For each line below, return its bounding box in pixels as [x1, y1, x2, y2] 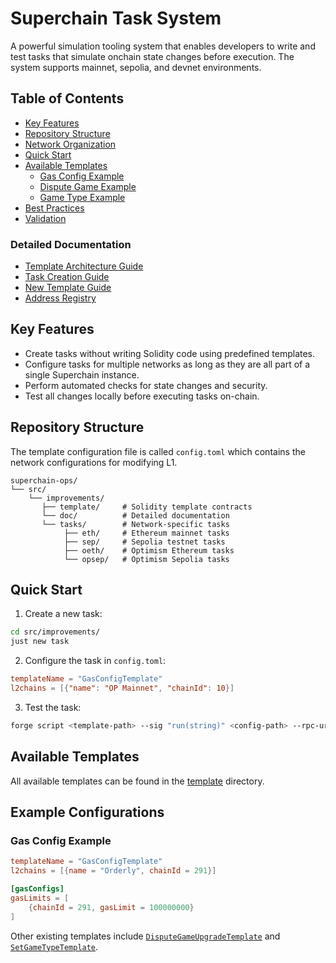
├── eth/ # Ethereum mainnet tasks [63, 528, 230, 538]
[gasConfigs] [10, 884, 65, 894]
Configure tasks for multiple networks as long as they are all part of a [24, 358, 311, 370]
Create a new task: [24, 608, 103, 620]
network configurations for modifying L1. [10, 456, 178, 468]
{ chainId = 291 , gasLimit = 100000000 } [28, 902, 195, 912]
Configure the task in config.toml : [24, 655, 167, 667]
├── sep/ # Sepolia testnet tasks [63, 537, 226, 547]
